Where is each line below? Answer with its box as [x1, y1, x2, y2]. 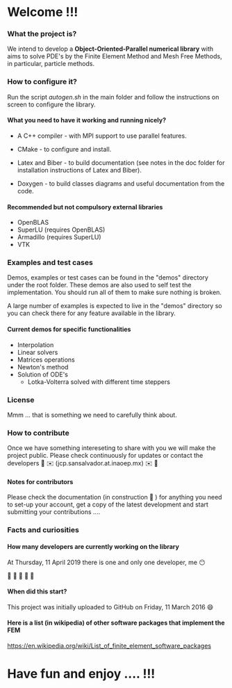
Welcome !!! [7, 4, 78, 20]
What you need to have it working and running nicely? [7, 116, 167, 125]
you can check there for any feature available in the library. [7, 309, 176, 317]
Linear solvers [17, 348, 58, 356]
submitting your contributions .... [7, 508, 101, 516]
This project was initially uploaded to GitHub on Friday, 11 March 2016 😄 [7, 602, 214, 611]
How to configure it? [7, 77, 78, 87]
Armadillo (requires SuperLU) [17, 233, 102, 241]
